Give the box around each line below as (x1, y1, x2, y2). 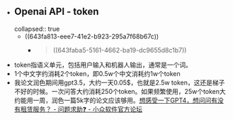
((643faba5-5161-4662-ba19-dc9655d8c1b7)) (52, 45, 187, 54)
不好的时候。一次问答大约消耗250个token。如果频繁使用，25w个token (13, 87, 220, 95)
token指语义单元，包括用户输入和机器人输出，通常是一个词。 (13, 60, 193, 69)
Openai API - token (13, 6, 99, 18)
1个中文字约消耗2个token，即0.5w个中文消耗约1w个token (13, 69, 181, 77)
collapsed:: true (13, 24, 60, 33)
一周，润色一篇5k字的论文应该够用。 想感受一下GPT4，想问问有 (33, 96, 218, 104)
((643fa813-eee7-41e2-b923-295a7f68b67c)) (24, 32, 159, 40)
